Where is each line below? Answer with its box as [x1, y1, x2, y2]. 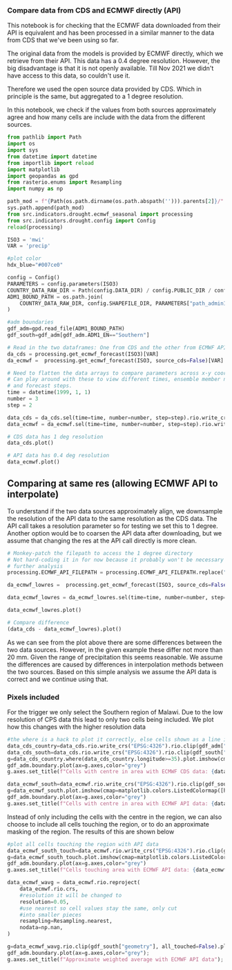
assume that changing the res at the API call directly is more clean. [7, 536, 197, 545]
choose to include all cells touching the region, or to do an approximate [7, 820, 209, 828]
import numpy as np [7, 186, 64, 193]
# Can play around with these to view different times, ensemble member [7, 376, 221, 383]
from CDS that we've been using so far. [7, 36, 119, 44]
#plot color [7, 255, 41, 262]
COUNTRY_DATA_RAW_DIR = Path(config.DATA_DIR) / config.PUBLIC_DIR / [7, 287, 212, 294]
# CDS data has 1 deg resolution [7, 433, 104, 440]
